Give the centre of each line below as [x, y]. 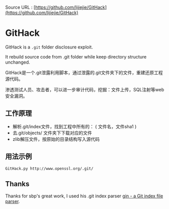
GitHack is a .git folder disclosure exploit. [49, 47]
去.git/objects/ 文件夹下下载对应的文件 [52, 133]
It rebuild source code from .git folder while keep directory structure [76, 57]
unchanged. [18, 62]
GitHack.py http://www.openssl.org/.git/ [49, 169]
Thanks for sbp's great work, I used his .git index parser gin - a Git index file [84, 196]
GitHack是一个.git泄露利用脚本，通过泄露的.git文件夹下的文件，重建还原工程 [84, 72]
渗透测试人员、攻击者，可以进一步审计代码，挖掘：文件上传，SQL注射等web [85, 89]
